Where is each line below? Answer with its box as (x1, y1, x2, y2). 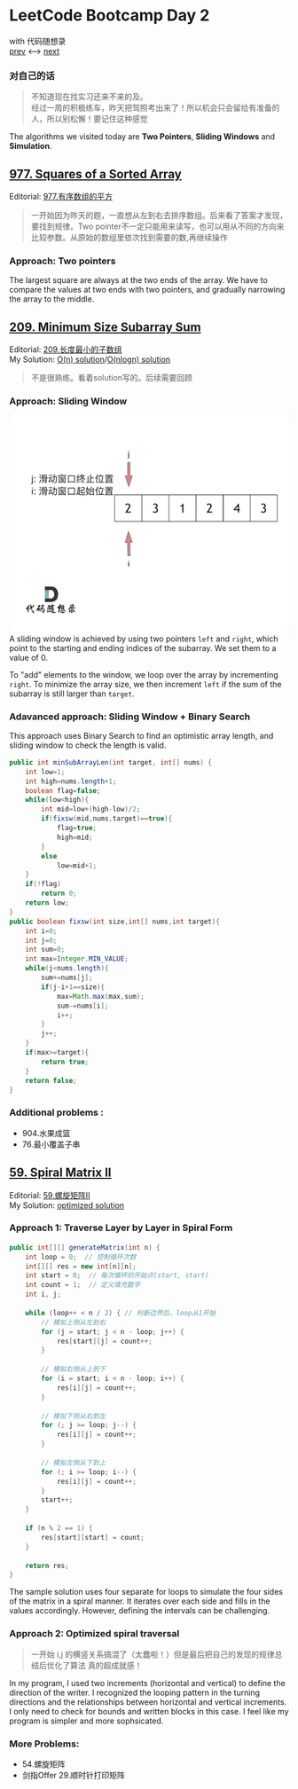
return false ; (25, 1076, 77, 1085)
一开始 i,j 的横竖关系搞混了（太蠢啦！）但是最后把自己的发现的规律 (30, 1649, 275, 1660)
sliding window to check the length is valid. (9, 740, 167, 750)
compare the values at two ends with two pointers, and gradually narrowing (9, 285, 286, 295)
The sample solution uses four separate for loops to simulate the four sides (9, 1587, 284, 1597)
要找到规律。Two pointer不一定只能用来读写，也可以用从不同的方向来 (30, 221, 285, 231)
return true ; (41, 1057, 90, 1066)
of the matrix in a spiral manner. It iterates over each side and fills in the (9, 1596, 271, 1606)
